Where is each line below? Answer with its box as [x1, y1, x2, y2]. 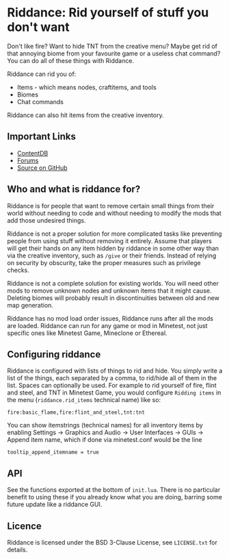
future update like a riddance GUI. [7, 500, 103, 508]
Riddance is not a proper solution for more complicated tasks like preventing [7, 229, 222, 238]
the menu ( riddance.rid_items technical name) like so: [7, 396, 161, 404]
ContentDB [16, 149, 49, 157]
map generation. [7, 301, 53, 309]
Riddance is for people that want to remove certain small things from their [7, 201, 215, 210]
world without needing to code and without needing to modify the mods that [7, 209, 222, 217]
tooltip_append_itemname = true [7, 449, 99, 456]
